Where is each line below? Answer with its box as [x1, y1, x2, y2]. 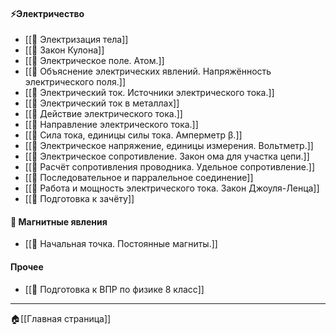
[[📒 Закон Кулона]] [24, 44, 105, 56]
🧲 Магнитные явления [10, 215, 108, 228]
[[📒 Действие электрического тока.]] [24, 108, 183, 120]
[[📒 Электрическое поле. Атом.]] [24, 55, 165, 67]
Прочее [10, 261, 44, 273]
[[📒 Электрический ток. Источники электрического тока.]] [24, 87, 275, 99]
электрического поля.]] [24, 76, 126, 88]
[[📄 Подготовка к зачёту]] [24, 193, 135, 205]
